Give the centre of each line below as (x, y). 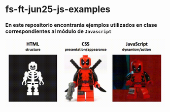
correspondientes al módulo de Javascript (58, 31)
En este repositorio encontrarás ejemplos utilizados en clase (81, 25)
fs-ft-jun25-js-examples (58, 9)
